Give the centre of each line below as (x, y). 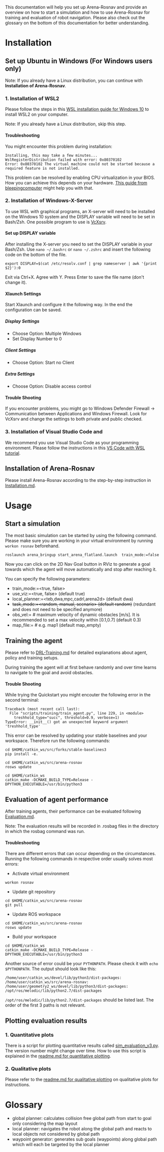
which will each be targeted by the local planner (61, 1145)
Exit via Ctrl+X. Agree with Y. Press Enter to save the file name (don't (75, 277)
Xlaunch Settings (23, 293)
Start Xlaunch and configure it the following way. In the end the (69, 305)
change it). (16, 282)
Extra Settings (20, 374)
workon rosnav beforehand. (32, 546)
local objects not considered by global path (56, 1134)
